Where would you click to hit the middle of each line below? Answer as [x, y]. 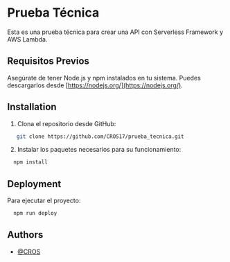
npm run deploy [35, 213]
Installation [32, 107]
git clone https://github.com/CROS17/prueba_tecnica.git [100, 137]
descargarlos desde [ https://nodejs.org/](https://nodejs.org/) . [95, 85]
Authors [25, 235]
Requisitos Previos [48, 61]
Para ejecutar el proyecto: [44, 201]
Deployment [34, 184]
